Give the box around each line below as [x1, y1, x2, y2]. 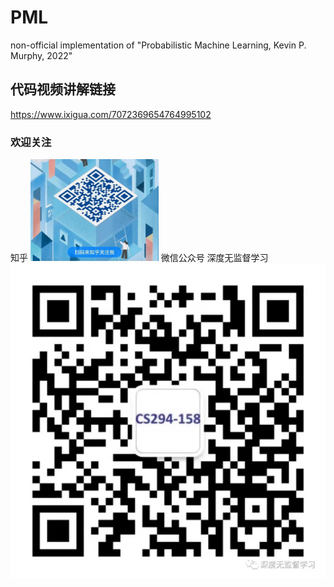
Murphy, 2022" [10, 49, 73, 61]
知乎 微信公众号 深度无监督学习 [10, 252, 269, 264]
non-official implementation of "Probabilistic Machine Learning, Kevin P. [10, 39, 307, 51]
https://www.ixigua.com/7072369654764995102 [10, 108, 212, 120]
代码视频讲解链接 [10, 81, 116, 98]
